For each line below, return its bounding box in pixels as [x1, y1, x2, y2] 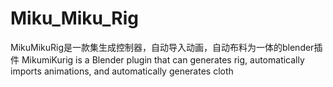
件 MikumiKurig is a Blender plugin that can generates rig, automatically [10, 53, 305, 66]
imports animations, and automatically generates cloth [10, 65, 234, 77]
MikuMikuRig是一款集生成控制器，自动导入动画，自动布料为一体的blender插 [10, 41, 323, 53]
